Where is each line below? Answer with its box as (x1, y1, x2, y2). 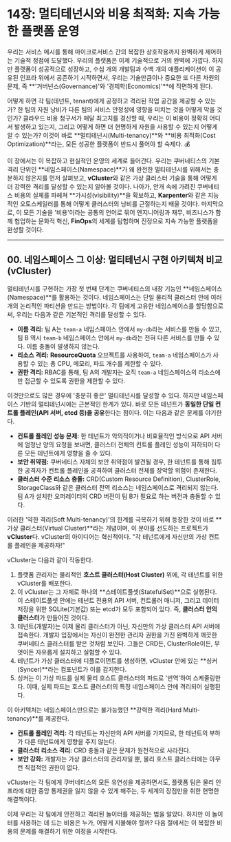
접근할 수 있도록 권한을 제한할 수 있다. (24, 376, 126, 384)
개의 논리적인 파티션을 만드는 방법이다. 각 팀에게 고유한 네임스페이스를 (7, 301, 195, 310)
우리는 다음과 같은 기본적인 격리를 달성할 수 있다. (16, 310, 146, 318)
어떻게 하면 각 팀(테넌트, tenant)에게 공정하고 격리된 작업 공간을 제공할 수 (7, 96, 203, 105)
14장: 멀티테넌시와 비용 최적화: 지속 (7, 6, 195, 22)
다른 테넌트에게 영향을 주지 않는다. (24, 737, 117, 746)
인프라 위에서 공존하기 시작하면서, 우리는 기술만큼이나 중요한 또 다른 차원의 (19, 73, 220, 81)
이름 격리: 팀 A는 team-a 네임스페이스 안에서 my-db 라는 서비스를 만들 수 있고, (16, 325, 222, 333)
